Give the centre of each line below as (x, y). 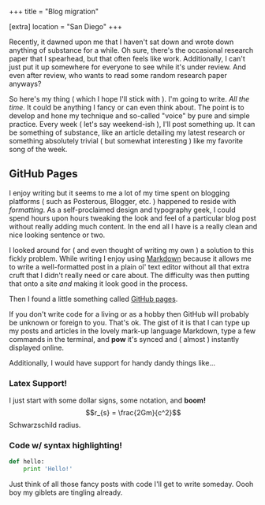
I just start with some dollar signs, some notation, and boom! (107, 400)
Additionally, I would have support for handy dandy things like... (112, 362)
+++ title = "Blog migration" (54, 11)
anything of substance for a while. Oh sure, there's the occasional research (131, 50)
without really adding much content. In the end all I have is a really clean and (133, 226)
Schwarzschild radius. (45, 425)
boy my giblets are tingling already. (66, 492)
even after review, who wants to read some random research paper (118, 75)
